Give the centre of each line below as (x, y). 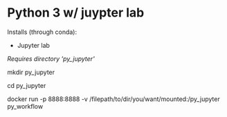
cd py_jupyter (27, 85)
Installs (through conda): (42, 32)
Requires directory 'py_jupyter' (51, 58)
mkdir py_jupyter (31, 72)
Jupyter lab (34, 45)
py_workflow (25, 106)
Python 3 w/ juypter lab (76, 13)
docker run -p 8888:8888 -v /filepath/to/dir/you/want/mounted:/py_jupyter (113, 99)
